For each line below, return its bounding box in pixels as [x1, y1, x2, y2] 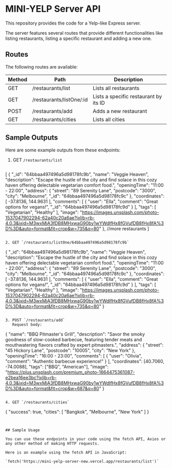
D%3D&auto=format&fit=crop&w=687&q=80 [5, 385, 99, 391]
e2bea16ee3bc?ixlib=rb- [5, 374, 57, 381]
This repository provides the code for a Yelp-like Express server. [5, 20, 141, 26]
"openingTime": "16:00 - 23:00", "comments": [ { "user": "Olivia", [5, 352, 142, 359]
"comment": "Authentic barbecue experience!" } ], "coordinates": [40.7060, [5, 358, 165, 364]
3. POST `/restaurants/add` [5, 318, 66, 323]
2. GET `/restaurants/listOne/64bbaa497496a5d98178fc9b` [5, 240, 130, 245]
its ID [93, 99, 105, 106]
